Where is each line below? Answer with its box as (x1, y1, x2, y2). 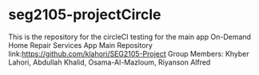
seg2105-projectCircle (8, 6, 161, 24)
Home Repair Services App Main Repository (8, 40, 153, 49)
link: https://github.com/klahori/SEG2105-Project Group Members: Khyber (8, 49, 249, 58)
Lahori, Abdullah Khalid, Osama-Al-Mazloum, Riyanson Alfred (8, 57, 211, 67)
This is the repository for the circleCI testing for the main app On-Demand (8, 32, 252, 41)
